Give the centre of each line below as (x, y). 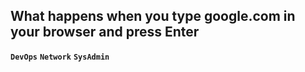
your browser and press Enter (105, 32)
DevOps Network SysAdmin (60, 57)
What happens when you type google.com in (153, 16)
